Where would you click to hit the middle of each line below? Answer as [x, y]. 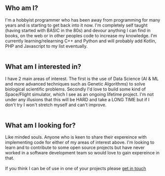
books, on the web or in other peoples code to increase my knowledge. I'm [81, 35]
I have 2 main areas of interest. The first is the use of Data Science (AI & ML [82, 79]
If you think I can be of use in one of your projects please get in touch [76, 169]
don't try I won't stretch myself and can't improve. [56, 105]
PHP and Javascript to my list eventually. [46, 46]
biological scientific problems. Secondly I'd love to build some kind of [76, 89]
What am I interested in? [43, 67]
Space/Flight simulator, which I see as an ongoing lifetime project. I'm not [80, 94]
